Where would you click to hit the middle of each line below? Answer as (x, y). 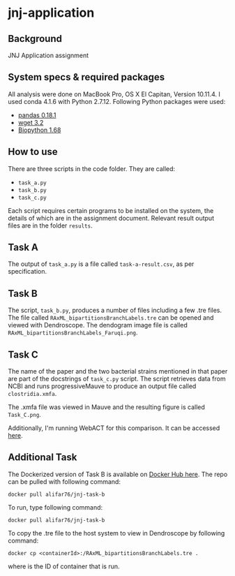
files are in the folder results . (50, 226)
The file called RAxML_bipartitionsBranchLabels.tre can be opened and (111, 318)
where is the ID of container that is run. (64, 566)
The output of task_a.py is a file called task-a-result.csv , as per (101, 264)
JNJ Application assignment (48, 55)
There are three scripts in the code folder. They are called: (92, 168)
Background (35, 39)
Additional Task (43, 458)
